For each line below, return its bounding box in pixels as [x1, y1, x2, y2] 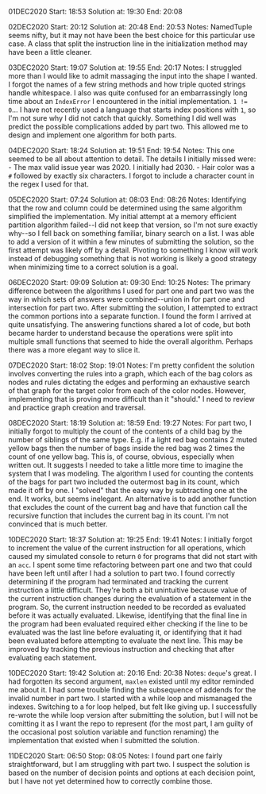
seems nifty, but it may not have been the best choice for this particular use [8, 31, 256, 40]
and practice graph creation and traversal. [8, 403, 146, 412]
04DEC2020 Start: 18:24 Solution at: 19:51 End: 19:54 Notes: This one [8, 146, 235, 155]
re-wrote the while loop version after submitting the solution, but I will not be [8, 711, 258, 719]
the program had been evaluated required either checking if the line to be [8, 619, 249, 628]
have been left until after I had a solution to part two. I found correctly [8, 569, 236, 578]
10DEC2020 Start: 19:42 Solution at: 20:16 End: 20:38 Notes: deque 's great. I [8, 669, 256, 677]
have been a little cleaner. [8, 48, 93, 56]
